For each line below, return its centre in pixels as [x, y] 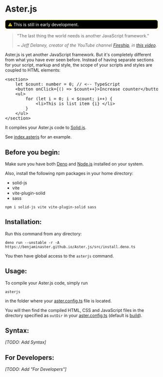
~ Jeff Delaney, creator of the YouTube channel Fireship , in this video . [87, 45]
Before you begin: [33, 152]
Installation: [24, 222]
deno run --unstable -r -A [32, 242]
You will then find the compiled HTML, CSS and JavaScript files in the [74, 310]
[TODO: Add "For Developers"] [36, 369]
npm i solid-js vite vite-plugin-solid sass [51, 207]
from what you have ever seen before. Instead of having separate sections [80, 60]
